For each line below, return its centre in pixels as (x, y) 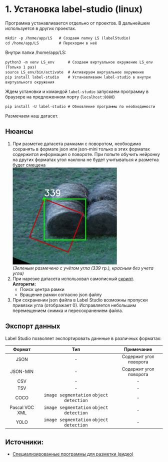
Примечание (138, 349)
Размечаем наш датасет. (32, 115)
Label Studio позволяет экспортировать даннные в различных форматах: (83, 338)
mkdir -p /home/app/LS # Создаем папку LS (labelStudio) (68, 38)
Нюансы (19, 132)
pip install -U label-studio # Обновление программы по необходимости (80, 106)
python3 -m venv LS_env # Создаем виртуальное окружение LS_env (79, 62)
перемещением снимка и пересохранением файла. (68, 310)
